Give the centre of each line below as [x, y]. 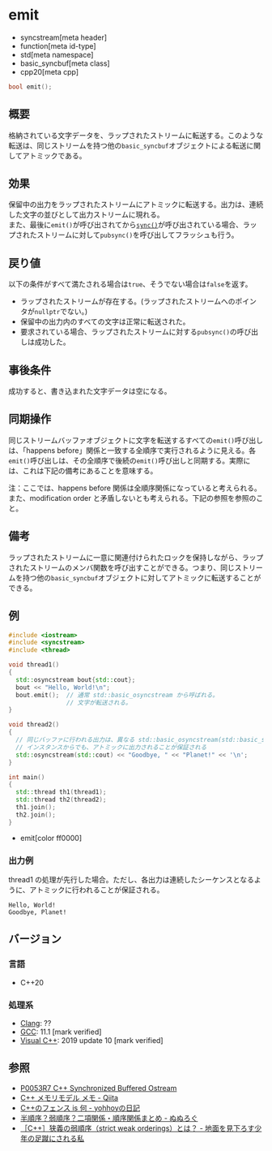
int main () [27, 777]
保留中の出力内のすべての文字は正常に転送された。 [105, 321]
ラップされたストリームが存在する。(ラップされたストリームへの [128, 301]
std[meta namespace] [57, 54]
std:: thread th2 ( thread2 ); [61, 800]
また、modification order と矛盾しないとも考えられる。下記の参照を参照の [132, 498]
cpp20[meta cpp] [49, 71]
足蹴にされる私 [59, 1138]
